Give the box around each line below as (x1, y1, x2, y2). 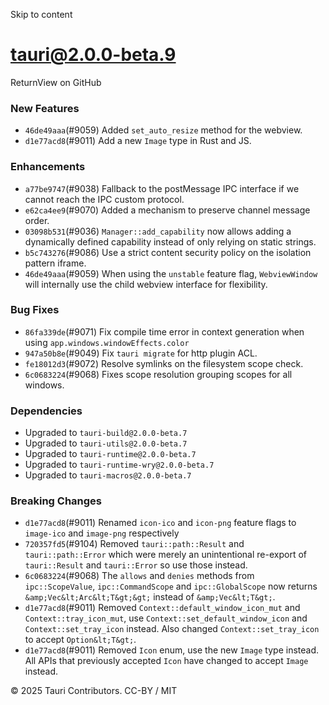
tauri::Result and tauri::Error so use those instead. (24, 559, 248, 571)
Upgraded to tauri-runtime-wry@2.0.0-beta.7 (24, 459, 215, 471)
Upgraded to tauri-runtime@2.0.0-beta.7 (24, 448, 197, 460)
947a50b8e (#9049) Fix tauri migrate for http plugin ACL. (24, 347, 258, 359)
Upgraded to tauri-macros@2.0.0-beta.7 (24, 469, 192, 481)
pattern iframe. (24, 257, 87, 269)
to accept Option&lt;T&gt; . (24, 634, 137, 646)
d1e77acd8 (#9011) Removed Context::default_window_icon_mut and (24, 602, 301, 614)
